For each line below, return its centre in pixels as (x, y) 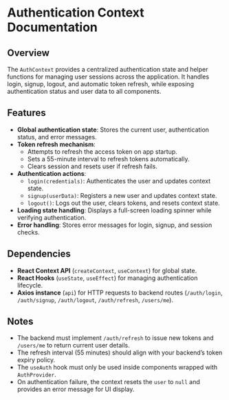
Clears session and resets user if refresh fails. (92, 166)
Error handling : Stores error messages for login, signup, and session (115, 225)
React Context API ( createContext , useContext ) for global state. (107, 270)
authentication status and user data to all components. (84, 91)
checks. (28, 232)
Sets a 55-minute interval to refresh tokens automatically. (108, 159)
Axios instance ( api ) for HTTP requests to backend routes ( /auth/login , (120, 292)
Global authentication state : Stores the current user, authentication (113, 130)
